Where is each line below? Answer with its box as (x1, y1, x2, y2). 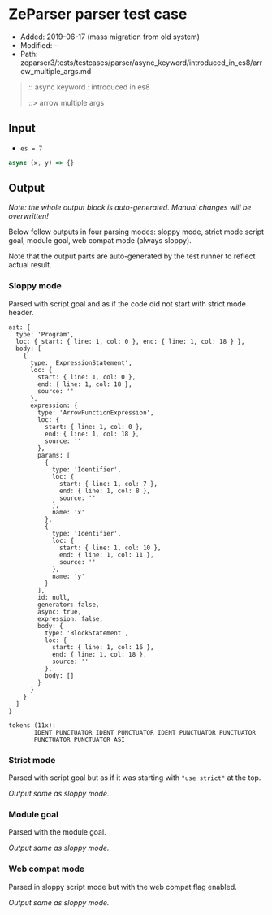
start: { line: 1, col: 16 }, (51, 643, 154, 651)
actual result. (8, 260, 52, 270)
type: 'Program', (15, 330, 75, 338)
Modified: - (19, 40, 58, 50)
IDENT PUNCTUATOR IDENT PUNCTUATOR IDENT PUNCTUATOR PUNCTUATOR (33, 728, 256, 736)
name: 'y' (51, 572, 85, 580)
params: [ (37, 451, 71, 459)
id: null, (37, 593, 71, 601)
